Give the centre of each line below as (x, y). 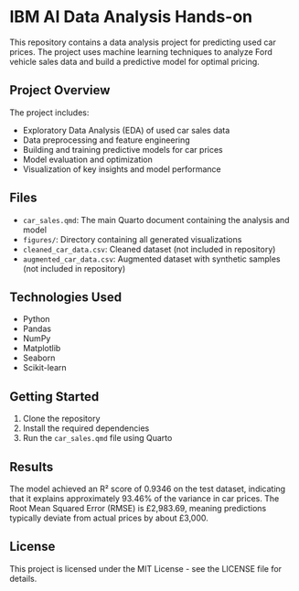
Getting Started (54, 397)
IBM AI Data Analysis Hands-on (131, 17)
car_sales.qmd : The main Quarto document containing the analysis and (156, 220)
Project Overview (60, 90)
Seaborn (39, 358)
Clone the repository (61, 419)
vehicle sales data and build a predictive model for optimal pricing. (135, 61)
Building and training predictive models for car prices (123, 149)
